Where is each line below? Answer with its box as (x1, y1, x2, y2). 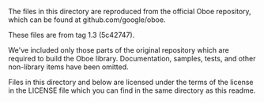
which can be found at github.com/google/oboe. (8, 15, 166, 24)
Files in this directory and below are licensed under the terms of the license (8, 78, 254, 86)
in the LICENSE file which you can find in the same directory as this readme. (8, 86, 256, 95)
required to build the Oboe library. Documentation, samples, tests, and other (8, 54, 256, 63)
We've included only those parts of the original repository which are (8, 46, 229, 54)
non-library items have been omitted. (8, 62, 129, 72)
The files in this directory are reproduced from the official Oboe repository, (8, 7, 251, 16)
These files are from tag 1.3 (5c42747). (8, 31, 135, 39)
